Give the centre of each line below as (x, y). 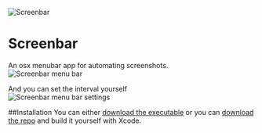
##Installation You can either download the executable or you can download (131, 112)
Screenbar (43, 44)
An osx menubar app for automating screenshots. (88, 65)
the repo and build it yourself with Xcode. (75, 120)
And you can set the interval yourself (68, 88)
